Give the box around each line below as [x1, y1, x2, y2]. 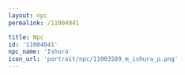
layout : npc [8, 11, 47, 20]
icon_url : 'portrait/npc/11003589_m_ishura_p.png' [8, 55, 179, 63]
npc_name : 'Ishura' [8, 48, 73, 56]
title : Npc [8, 33, 44, 41]
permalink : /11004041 [8, 19, 80, 27]
